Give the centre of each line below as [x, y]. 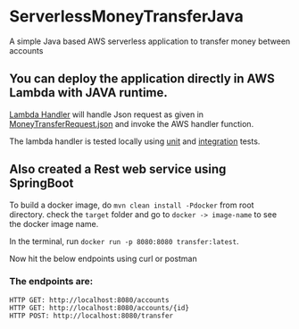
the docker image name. [54, 224]
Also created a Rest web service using [118, 169]
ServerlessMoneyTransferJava [126, 17]
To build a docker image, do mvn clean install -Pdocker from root [132, 205]
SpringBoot [42, 184]
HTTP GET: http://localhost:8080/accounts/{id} [100, 308]
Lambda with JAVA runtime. [88, 93]
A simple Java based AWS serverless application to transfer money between [150, 41]
